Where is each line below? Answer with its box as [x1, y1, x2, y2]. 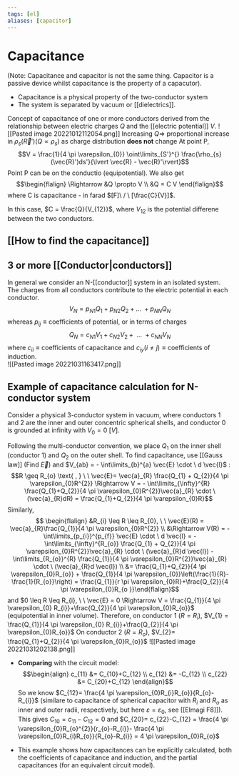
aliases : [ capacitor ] [7, 17, 72, 24]
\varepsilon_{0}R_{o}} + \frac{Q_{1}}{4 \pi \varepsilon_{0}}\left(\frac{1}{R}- [10, 569, 230, 578]
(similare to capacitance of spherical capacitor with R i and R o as [40, 696, 228, 707]
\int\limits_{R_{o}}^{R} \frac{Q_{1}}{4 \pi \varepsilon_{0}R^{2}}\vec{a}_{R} [12, 554, 228, 563]
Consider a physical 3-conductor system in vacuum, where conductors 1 [7, 411, 221, 419]
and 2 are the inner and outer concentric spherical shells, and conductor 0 [7, 419, 226, 427]
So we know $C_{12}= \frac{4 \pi [17, 689, 115, 697]
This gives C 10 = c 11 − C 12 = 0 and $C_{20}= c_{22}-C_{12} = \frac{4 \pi [17, 715, 229, 725]
